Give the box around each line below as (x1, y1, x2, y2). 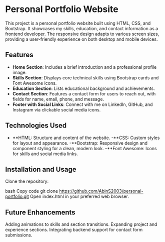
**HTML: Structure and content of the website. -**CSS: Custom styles (12, 135, 160, 141)
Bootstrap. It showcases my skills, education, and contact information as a (5, 25, 158, 31)
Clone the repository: (5, 178, 49, 184)
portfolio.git (5, 193, 29, 199)
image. (12, 69, 27, 75)
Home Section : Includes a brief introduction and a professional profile (12, 64, 157, 70)
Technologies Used (5, 122, 66, 130)
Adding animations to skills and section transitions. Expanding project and (5, 221, 157, 227)
